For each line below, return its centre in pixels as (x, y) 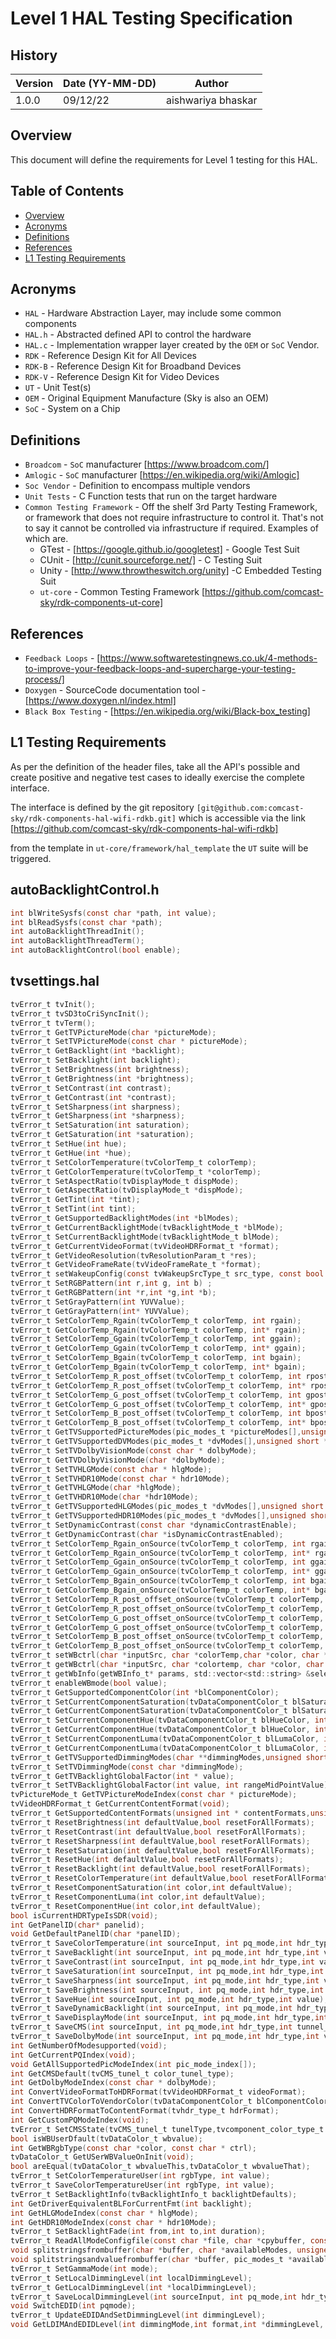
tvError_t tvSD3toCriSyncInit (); (80, 1013)
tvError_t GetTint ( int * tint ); (75, 1200)
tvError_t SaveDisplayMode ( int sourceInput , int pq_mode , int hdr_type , (162, 2018)
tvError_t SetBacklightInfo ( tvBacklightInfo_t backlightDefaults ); (154, 2194)
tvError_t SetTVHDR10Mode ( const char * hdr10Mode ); (120, 1478)
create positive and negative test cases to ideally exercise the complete (157, 777)
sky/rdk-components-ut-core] (101, 603)
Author (211, 83)
